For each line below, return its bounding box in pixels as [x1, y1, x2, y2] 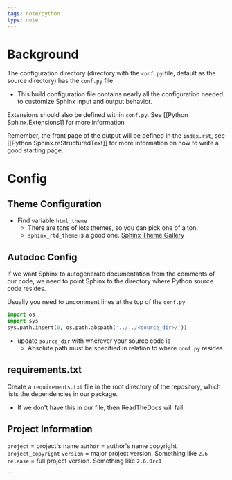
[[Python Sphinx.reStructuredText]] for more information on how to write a [7, 139, 220, 148]
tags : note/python [7, 10, 60, 17]
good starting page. [7, 146, 64, 154]
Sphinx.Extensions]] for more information [7, 118, 125, 127]
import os [7, 311, 36, 319]
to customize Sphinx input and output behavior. [17, 98, 152, 106]
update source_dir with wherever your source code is [17, 337, 171, 345]
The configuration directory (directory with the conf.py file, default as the [7, 69, 216, 78]
